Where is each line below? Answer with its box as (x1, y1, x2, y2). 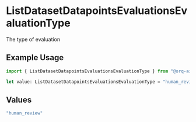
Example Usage (6, 53, 64, 62)
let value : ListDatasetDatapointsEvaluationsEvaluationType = (6, 79, 160, 85)
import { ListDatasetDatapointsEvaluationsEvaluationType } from (6, 68, 168, 74)
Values (6, 95, 32, 104)
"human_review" (6, 110, 43, 116)
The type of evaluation (6, 36, 61, 43)
